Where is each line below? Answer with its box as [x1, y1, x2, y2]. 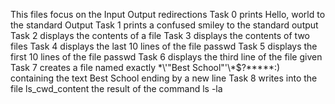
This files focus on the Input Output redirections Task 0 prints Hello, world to [10, 9, 326, 20]
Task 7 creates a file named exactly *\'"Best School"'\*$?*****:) [10, 62, 281, 73]
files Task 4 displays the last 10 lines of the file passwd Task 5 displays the [10, 40, 318, 52]
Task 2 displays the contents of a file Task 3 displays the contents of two [10, 30, 310, 41]
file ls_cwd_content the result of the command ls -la [10, 83, 223, 94]
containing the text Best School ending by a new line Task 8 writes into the [10, 72, 318, 84]
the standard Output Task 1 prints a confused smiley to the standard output [10, 19, 319, 31]
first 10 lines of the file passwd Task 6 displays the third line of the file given [10, 51, 323, 63]
